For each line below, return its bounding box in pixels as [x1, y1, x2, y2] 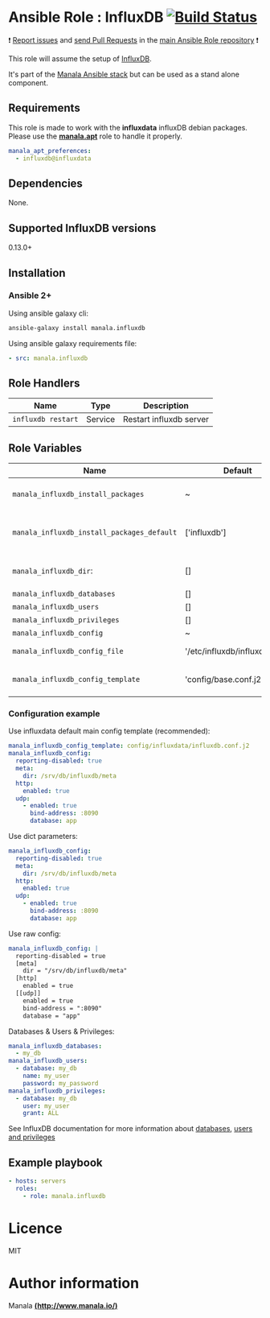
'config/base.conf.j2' [184, 674, 264, 685]
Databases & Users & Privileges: [8, 1027, 115, 1036]
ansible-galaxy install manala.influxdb [8, 324, 146, 332]
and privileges [8, 1132, 55, 1142]
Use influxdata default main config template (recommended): [8, 726, 211, 736]
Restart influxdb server [123, 414, 210, 425]
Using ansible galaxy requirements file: [8, 338, 137, 348]
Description [143, 400, 189, 411]
